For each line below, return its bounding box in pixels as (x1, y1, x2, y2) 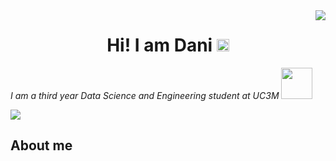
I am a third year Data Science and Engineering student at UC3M (10, 89, 280, 101)
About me (10, 137, 73, 154)
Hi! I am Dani (106, 34, 213, 57)
